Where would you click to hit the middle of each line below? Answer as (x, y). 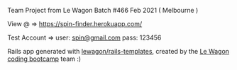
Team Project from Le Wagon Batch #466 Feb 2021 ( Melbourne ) (103, 10)
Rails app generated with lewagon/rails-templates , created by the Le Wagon (118, 51)
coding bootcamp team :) (44, 59)
